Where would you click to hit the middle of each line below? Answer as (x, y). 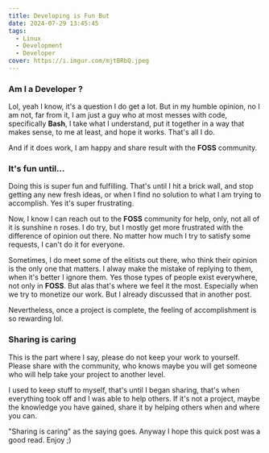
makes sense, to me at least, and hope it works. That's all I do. (112, 132)
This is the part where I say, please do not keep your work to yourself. (124, 357)
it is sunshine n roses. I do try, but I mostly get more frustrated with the (126, 227)
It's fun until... (37, 168)
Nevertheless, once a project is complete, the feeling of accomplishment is (132, 310)
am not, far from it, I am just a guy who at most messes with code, (118, 115)
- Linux (29, 38)
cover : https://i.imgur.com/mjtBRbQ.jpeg (79, 61)
